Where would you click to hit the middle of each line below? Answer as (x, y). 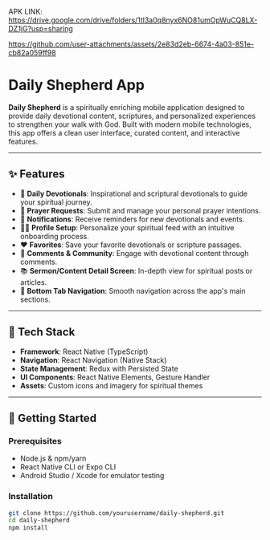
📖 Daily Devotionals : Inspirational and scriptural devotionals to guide (134, 193)
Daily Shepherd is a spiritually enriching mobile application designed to (127, 107)
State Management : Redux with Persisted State (99, 368)
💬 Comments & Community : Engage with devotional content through (134, 253)
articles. (33, 282)
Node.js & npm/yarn (53, 459)
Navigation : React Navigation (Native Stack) (93, 359)
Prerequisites (35, 441)
